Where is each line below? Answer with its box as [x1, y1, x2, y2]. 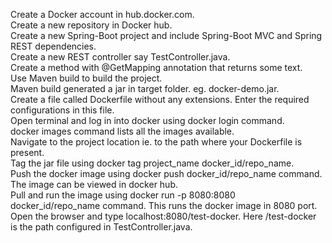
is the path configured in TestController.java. [10, 221, 193, 233]
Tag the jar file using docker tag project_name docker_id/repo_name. [10, 157, 295, 169]
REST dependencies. [10, 40, 97, 52]
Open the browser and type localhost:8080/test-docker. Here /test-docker [10, 210, 317, 222]
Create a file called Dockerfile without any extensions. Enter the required [10, 94, 310, 105]
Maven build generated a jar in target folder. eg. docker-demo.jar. [10, 83, 280, 94]
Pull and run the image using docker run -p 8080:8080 [10, 189, 236, 201]
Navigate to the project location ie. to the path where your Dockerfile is [10, 136, 303, 148]
